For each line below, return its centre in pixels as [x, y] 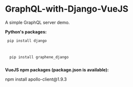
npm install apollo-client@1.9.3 [36, 79]
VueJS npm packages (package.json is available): [57, 70]
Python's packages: [26, 32]
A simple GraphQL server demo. [37, 22]
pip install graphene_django [39, 57]
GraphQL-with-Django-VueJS [67, 9]
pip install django [27, 41]
